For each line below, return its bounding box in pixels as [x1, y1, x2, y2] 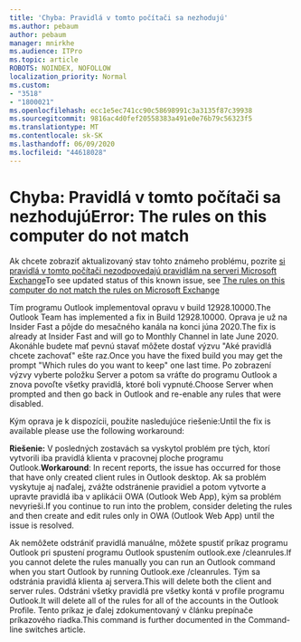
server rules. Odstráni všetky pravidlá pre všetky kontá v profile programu [9, 585, 285, 596]
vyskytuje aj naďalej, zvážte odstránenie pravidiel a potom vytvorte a [9, 481, 267, 492]
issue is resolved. [9, 520, 75, 531]
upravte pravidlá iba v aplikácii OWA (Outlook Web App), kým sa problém [9, 491, 282, 502]
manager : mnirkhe [9, 38, 75, 48]
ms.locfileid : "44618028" [9, 148, 107, 157]
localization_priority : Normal [9, 72, 127, 81]
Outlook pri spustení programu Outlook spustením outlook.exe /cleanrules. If [9, 547, 292, 558]
